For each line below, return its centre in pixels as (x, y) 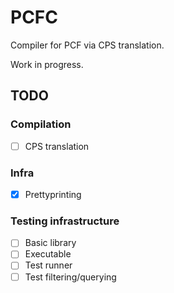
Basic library (50, 243)
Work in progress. (47, 64)
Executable (48, 254)
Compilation (41, 124)
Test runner (48, 265)
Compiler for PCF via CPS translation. (87, 45)
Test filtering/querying (70, 277)
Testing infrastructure (65, 221)
